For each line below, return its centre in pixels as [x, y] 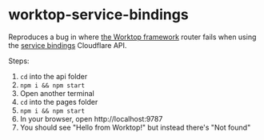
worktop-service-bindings [99, 15]
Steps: [19, 61]
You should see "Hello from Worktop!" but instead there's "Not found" [135, 127]
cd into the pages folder [59, 102]
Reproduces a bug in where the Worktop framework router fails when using [132, 37]
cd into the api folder [54, 76]
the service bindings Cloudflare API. [68, 45]
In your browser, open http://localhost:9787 [91, 118]
